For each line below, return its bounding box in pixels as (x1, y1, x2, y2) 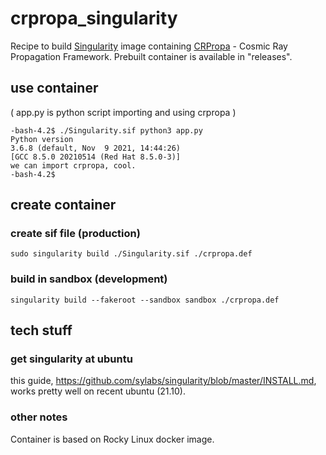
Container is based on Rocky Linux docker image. (10, 433, 215, 445)
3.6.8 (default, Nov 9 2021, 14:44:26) (10, 143, 182, 153)
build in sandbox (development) (10, 272, 168, 286)
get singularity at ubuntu (10, 352, 133, 366)
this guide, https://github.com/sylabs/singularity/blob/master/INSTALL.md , (10, 375, 317, 387)
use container (10, 80, 99, 97)
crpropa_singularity (10, 7, 178, 30)
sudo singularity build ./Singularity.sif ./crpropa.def (10, 249, 253, 259)
